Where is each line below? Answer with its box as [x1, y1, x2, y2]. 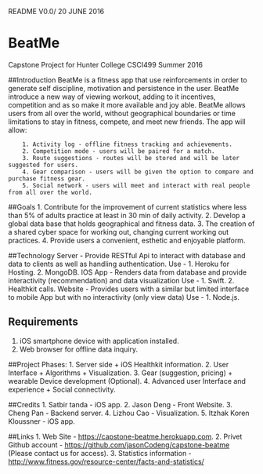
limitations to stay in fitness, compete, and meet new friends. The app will [8, 117, 246, 126]
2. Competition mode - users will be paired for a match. [22, 147, 215, 155]
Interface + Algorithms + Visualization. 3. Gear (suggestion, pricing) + [8, 368, 233, 377]
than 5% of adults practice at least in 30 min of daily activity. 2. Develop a [8, 210, 247, 220]
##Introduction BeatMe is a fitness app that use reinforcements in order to [8, 75, 248, 85]
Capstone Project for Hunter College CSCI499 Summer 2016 [8, 60, 204, 69]
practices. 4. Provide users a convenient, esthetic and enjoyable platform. [8, 235, 246, 245]
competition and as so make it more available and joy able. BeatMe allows [8, 100, 247, 109]
